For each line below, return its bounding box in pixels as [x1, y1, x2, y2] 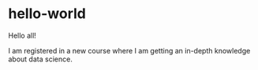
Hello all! [8, 31, 37, 40]
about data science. [8, 54, 73, 64]
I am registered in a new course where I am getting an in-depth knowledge [8, 46, 251, 55]
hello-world [8, 5, 87, 23]
